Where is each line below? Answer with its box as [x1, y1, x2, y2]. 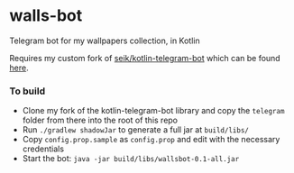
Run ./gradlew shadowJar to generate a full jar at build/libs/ [22, 124, 250, 135]
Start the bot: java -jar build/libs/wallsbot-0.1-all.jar [22, 153, 240, 164]
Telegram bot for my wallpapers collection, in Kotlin [9, 35, 200, 46]
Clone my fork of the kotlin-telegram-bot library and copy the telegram [22, 105, 285, 116]
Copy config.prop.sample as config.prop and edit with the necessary [22, 134, 280, 145]
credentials [22, 143, 65, 154]
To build [9, 85, 46, 97]
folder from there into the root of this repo [22, 114, 179, 126]
